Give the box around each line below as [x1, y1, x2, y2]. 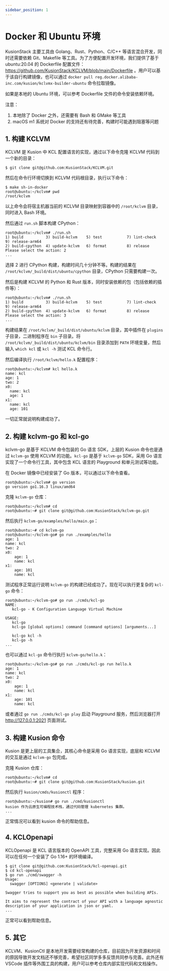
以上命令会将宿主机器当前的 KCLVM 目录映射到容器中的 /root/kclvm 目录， [5, 203, 160, 210]
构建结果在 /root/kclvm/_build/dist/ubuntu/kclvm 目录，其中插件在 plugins [5, 327, 163, 333]
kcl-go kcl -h [12, 633, 42, 639]
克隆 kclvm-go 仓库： [5, 494, 48, 500]
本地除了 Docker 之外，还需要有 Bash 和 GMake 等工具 [12, 112, 126, 118]
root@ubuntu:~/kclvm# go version [5, 480, 75, 485]
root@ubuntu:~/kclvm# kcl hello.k [5, 367, 78, 372]
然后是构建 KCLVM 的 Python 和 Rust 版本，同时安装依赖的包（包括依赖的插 [5, 279, 162, 285]
